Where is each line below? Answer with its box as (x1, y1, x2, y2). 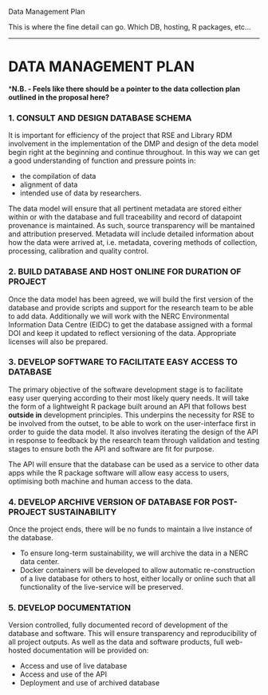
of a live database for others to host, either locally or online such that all (19, 574, 256, 583)
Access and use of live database (19, 661, 128, 671)
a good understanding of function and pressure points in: (8, 156, 196, 166)
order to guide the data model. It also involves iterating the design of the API (8, 427, 259, 436)
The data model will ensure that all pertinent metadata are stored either (8, 203, 242, 214)
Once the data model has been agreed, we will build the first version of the (8, 294, 254, 304)
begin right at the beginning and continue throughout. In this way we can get (8, 148, 260, 157)
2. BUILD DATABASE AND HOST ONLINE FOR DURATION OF (8, 267, 242, 278)
